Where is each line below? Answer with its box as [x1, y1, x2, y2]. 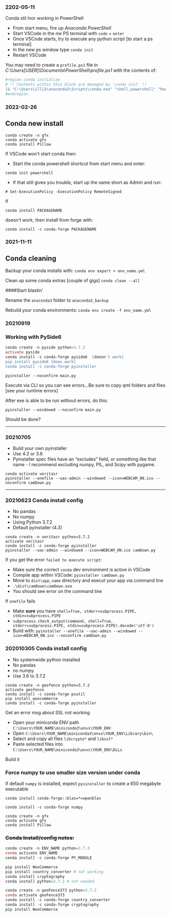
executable [5, 786, 29, 792]
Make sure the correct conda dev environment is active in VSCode [12, 567, 151, 573]
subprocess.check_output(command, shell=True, [12, 619, 113, 624]
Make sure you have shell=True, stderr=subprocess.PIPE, [12, 608, 137, 614]
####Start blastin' [5, 287, 43, 293]
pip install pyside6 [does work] [5, 359, 76, 365]
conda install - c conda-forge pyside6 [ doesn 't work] [5, 355, 124, 360]
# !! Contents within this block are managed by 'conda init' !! [5, 82, 147, 87]
